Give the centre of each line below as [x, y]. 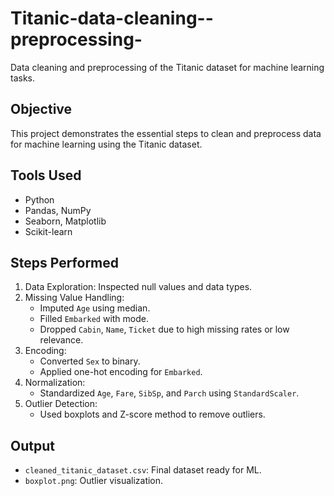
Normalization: [55, 383]
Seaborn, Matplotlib [65, 221]
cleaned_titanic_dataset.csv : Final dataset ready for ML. [143, 470]
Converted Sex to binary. [90, 361]
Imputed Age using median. [95, 308]
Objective [41, 109]
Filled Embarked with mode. [94, 319]
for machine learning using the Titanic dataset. [106, 144]
